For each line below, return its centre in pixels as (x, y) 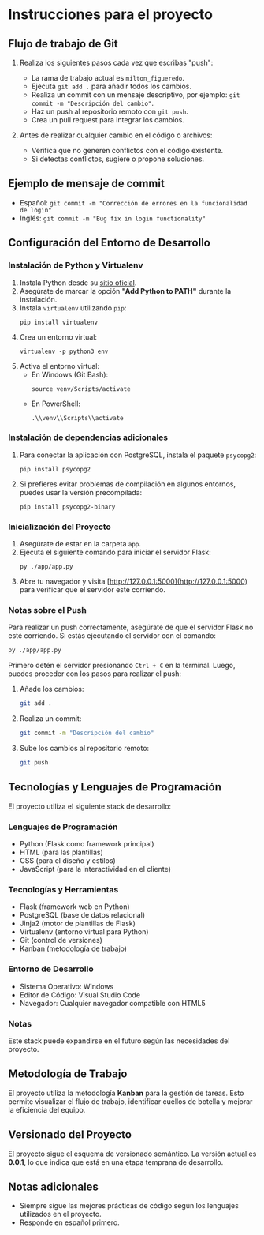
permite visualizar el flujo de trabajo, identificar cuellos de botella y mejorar (130, 1101)
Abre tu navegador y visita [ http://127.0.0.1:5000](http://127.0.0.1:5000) (134, 581)
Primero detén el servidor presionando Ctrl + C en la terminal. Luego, (122, 666)
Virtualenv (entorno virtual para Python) (84, 932)
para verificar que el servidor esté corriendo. (92, 590)
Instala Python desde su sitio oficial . (78, 283)
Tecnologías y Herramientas (63, 889)
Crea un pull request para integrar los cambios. (108, 120)
